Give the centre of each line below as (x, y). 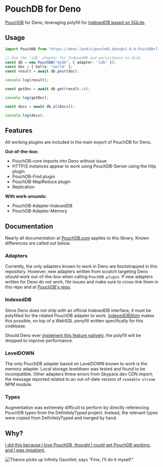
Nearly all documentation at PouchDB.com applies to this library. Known (77, 238)
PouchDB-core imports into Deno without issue (59, 161)
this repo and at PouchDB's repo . (38, 287)
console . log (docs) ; (25, 115)
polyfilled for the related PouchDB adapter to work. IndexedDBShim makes (80, 316)
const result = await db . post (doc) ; (42, 72)
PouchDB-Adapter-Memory (40, 211)
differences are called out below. (38, 243)
